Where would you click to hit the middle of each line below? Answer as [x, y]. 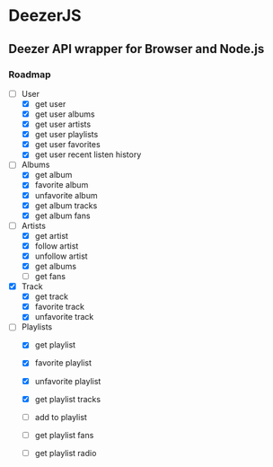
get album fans [62, 216]
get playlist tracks [67, 399]
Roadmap [30, 75]
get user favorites [67, 145]
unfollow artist [61, 256]
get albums [56, 266]
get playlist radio [66, 453]
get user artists [63, 124]
